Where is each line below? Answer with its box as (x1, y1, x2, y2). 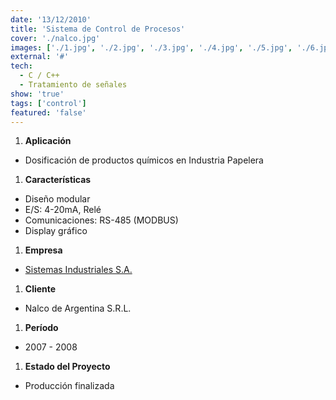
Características (24, 174, 92, 186)
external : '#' (10, 52, 70, 62)
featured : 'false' (10, 107, 87, 118)
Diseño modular (24, 193, 91, 205)
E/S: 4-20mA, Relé (24, 204, 102, 216)
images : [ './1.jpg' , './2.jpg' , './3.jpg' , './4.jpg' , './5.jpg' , (10, 42, 293, 53)
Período (24, 322, 59, 334)
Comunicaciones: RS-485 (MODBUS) (24, 214, 179, 226)
